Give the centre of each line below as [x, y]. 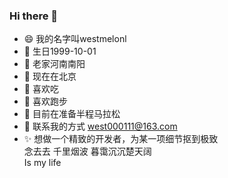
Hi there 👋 [34, 16]
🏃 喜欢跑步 [45, 101]
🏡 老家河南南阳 [54, 64]
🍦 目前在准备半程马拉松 [72, 114]
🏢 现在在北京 [50, 76]
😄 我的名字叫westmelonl [75, 39]
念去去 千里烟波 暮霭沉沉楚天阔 [87, 151]
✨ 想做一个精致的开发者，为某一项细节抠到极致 [121, 139]
